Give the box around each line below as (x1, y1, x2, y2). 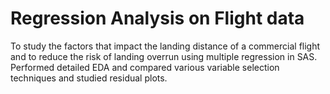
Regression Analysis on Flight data (10, 7, 305, 30)
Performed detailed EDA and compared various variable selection (10, 61, 280, 73)
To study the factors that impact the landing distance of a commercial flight (10, 40, 321, 52)
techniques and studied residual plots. (10, 72, 168, 84)
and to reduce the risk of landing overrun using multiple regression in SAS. (10, 50, 318, 62)
